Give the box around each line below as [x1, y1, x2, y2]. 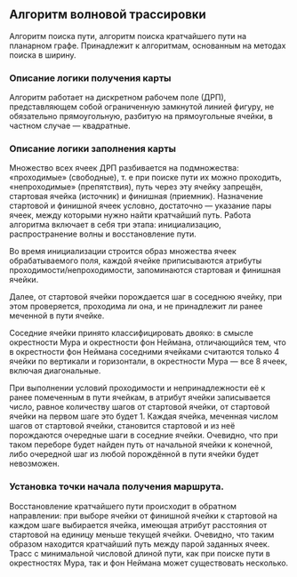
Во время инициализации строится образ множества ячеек [9, 246, 237, 257]
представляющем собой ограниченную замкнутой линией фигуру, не [9, 101, 275, 112]
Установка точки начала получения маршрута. [9, 480, 224, 493]
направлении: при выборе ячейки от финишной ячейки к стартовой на [9, 510, 277, 521]
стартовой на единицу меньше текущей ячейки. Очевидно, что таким [9, 529, 275, 540]
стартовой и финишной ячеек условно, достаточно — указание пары [9, 200, 272, 212]
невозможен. [9, 458, 60, 469]
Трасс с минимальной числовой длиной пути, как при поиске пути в [9, 548, 271, 558]
